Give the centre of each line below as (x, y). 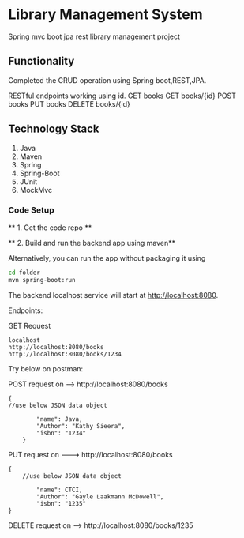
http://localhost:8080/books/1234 (65, 354)
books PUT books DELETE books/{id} (69, 103)
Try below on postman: (46, 368)
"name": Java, (60, 419)
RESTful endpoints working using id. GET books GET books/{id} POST (122, 96)
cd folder (24, 273)
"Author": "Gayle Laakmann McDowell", (100, 497)
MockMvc (36, 190)
